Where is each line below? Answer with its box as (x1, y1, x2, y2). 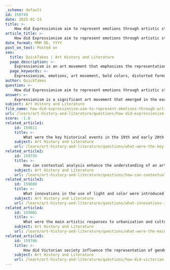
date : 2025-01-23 (5, 17, 42, 22)
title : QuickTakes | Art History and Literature (10, 54, 114, 60)
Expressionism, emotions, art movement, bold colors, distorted (14, 73, 153, 79)
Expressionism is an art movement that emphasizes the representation (14, 64, 166, 69)
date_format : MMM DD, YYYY (5, 41, 62, 46)
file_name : (5, 106, 28, 111)
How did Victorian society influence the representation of (23, 248, 153, 253)
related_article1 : (5, 120, 44, 126)
